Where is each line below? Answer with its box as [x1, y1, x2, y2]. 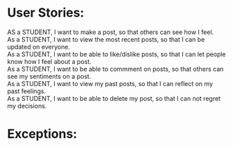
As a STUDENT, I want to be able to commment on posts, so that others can [7, 65, 224, 73]
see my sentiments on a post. [7, 72, 92, 81]
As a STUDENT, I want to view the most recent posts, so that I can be [7, 35, 205, 43]
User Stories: [7, 5, 85, 21]
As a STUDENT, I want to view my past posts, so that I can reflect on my [7, 79, 214, 88]
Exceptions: [7, 126, 78, 142]
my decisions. [7, 101, 47, 110]
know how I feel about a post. [7, 57, 92, 65]
